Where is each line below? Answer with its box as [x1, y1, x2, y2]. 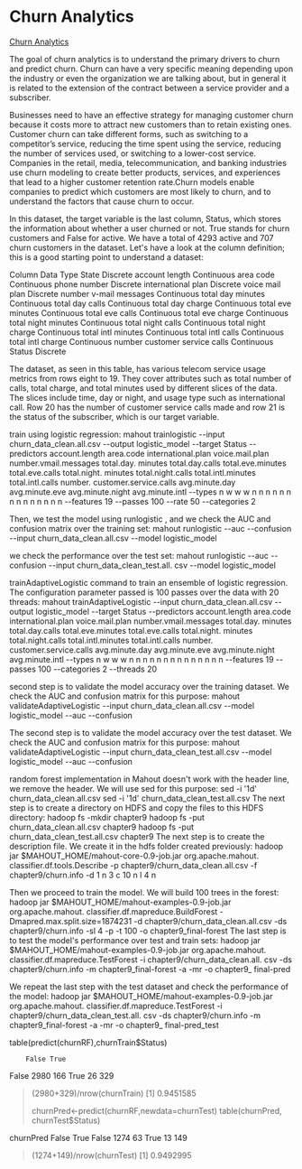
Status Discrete [9, 346, 67, 357]
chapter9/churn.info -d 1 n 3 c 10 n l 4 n [9, 869, 156, 880]
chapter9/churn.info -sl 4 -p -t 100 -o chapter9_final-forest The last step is [9, 925, 287, 936]
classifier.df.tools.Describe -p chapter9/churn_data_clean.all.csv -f [9, 859, 258, 870]
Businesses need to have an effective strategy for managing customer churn [9, 109, 294, 120]
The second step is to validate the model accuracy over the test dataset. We [9, 727, 292, 738]
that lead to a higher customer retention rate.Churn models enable [9, 176, 255, 187]
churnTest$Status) [31, 1115, 101, 1126]
